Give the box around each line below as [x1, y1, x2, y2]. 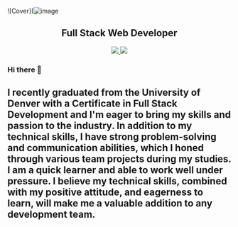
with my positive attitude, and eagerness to [7, 187, 204, 199]
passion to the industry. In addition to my [7, 120, 193, 132]
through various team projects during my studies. [7, 153, 232, 165]
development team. [7, 209, 96, 221]
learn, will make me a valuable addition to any [7, 197, 213, 209]
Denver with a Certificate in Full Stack [7, 98, 178, 110]
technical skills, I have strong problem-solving [7, 131, 217, 143]
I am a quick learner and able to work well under [7, 164, 224, 177]
